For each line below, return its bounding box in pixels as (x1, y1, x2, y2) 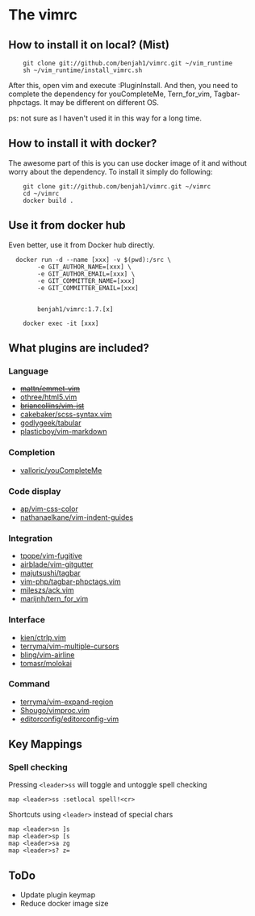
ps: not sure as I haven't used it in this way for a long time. (8, 113, 203, 123)
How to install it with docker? (8, 137, 157, 150)
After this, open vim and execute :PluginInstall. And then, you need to (8, 81, 238, 90)
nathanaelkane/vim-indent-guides (19, 512, 134, 522)
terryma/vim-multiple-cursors (19, 641, 119, 651)
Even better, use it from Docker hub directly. (8, 240, 155, 250)
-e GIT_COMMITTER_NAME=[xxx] (37, 276, 136, 285)
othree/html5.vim (19, 392, 77, 402)
